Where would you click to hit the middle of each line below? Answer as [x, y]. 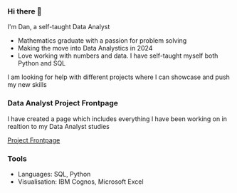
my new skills [27, 85]
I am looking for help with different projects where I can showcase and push [118, 77]
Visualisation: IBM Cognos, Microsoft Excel [80, 182]
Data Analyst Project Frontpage [63, 103]
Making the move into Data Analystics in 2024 [85, 48]
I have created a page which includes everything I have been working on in [117, 119]
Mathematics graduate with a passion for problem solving [102, 41]
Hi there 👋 [25, 11]
